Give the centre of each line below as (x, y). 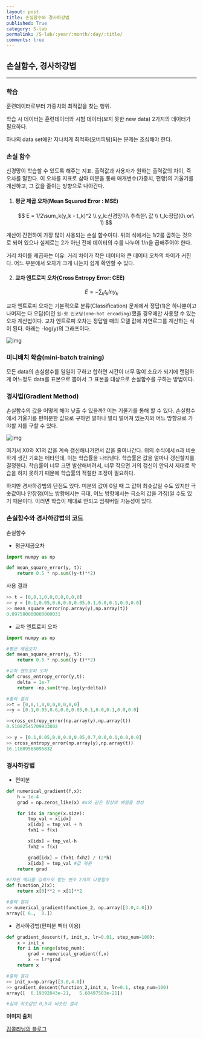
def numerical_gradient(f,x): (44, 791)
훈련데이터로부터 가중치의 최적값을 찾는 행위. (59, 106)
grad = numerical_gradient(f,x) (69, 954)
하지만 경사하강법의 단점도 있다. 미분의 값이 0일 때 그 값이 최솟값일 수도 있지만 (98, 486)
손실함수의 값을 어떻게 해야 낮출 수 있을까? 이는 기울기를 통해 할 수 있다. (90, 411)
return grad (32, 869)
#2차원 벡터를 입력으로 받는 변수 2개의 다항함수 (58, 880)
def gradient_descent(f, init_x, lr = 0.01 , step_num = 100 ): (81, 937)
